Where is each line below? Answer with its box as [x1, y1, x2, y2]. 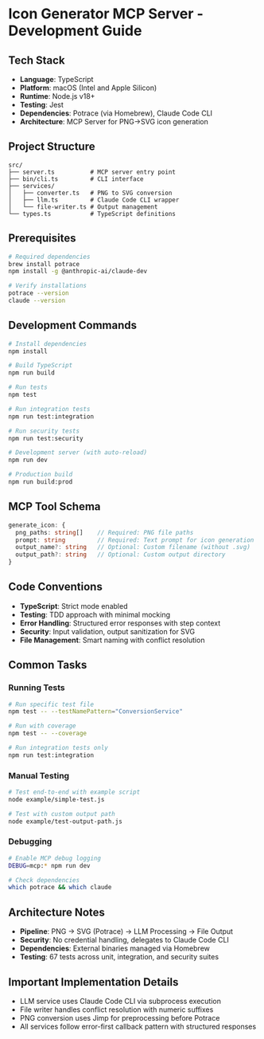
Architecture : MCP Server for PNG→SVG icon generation [19, 117, 208, 126]
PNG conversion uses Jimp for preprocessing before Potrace [19, 1013, 220, 1022]
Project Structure [8, 140, 95, 154]
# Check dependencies [8, 876, 80, 884]
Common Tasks [8, 658, 87, 672]
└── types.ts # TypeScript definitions [8, 210, 177, 218]
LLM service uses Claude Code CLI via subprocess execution [19, 996, 221, 1006]
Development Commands [8, 319, 138, 332]
